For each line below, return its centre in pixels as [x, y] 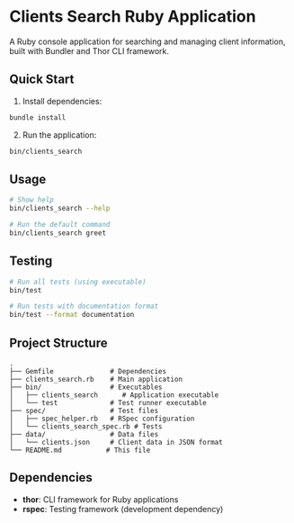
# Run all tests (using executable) [78, 282]
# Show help [31, 200]
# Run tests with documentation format [84, 307]
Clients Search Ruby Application [133, 17]
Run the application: [59, 135]
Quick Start [42, 80]
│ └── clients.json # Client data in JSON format [116, 442]
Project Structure [58, 343]
